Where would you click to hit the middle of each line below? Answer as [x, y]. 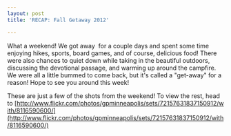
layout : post [26, 13]
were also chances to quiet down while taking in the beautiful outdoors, [109, 60]
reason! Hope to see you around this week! [68, 82]
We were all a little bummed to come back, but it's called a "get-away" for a [114, 75]
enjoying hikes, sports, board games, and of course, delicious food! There [112, 53]
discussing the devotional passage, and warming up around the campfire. [112, 68]
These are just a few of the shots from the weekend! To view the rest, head [114, 96]
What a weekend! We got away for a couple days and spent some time [108, 46]
